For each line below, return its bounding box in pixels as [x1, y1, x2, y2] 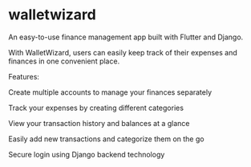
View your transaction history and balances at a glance [8, 118, 190, 128]
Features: [8, 71, 40, 81]
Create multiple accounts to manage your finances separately [8, 87, 213, 97]
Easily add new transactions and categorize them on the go [8, 134, 204, 144]
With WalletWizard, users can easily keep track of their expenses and [8, 47, 238, 57]
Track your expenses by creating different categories [8, 103, 184, 112]
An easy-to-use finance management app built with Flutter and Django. [8, 32, 244, 42]
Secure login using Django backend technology [8, 149, 165, 159]
